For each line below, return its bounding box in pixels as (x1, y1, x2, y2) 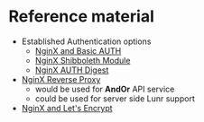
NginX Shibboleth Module (34, 55, 131, 65)
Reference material (8, 6, 154, 27)
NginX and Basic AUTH (34, 45, 122, 56)
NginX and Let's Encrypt (21, 102, 114, 113)
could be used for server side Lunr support (34, 92, 195, 104)
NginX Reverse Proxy (21, 74, 101, 84)
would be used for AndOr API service (34, 83, 175, 94)
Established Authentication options (21, 36, 152, 47)
